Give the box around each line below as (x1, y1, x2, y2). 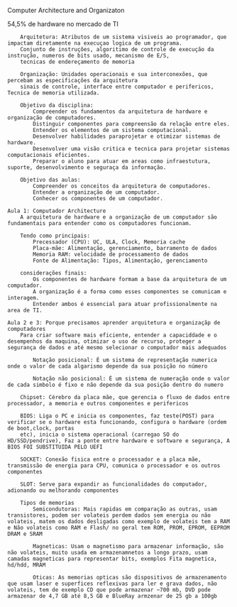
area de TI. (7, 307, 43, 314)
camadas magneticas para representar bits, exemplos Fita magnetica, (7, 555, 218, 562)
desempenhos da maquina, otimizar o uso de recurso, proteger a (7, 338, 202, 345)
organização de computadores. (7, 114, 97, 121)
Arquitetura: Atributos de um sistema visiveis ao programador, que (20, 33, 227, 40)
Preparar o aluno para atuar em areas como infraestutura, (33, 158, 211, 165)
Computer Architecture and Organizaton (7, 6, 125, 14)
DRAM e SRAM (7, 530, 43, 537)
